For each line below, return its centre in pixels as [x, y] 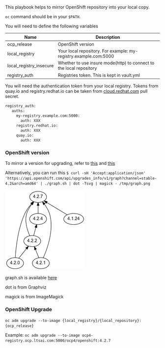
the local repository [77, 68]
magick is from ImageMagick [34, 297]
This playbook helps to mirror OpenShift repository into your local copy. [77, 7]
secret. [12, 96]
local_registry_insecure [30, 65]
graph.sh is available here [31, 278]
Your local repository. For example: [93, 51]
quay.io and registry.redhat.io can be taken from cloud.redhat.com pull [76, 91]
